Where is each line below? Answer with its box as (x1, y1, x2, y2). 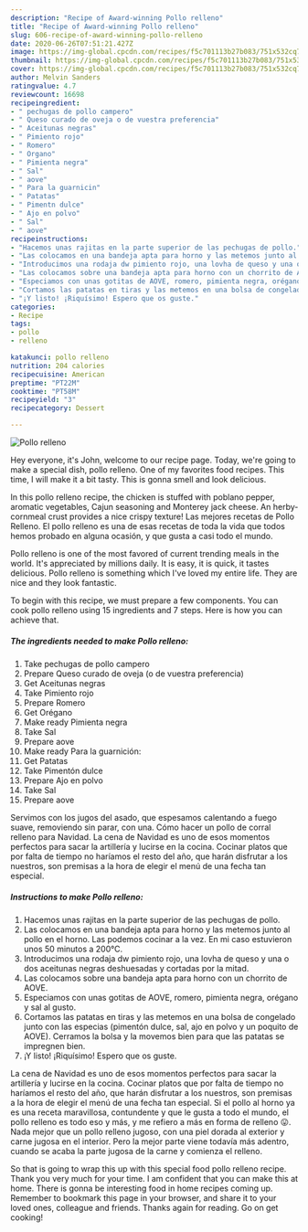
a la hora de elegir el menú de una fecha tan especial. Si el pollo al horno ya (10, 1097, 295, 1108)
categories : (10, 303, 56, 312)
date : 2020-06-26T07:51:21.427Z (10, 38, 133, 48)
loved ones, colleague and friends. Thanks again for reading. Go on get (10, 1202, 279, 1213)
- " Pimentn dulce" (10, 200, 85, 210)
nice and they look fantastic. (10, 578, 117, 588)
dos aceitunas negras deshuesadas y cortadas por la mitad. (23, 962, 250, 973)
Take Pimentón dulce (23, 765, 103, 776)
